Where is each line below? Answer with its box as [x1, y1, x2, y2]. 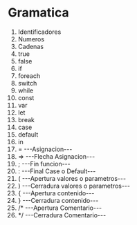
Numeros [17, 35, 44, 43]
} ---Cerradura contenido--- [17, 196, 99, 204]
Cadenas [17, 42, 44, 50]
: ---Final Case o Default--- [17, 167, 96, 175]
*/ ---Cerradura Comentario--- [17, 211, 107, 219]
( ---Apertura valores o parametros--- [17, 174, 127, 182]
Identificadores [17, 28, 62, 36]
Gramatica [8, 5, 69, 21]
